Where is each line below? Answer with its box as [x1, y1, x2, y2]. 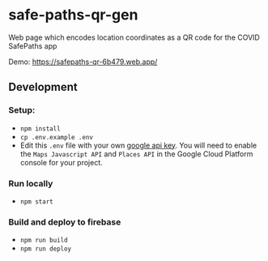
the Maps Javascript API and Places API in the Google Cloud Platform [19, 148, 253, 159]
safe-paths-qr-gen [8, 6, 138, 24]
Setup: [8, 105, 36, 116]
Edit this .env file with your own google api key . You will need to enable [19, 140, 257, 150]
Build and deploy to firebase [8, 216, 121, 228]
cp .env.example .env [19, 133, 93, 141]
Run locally [8, 178, 53, 189]
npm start [19, 197, 54, 206]
